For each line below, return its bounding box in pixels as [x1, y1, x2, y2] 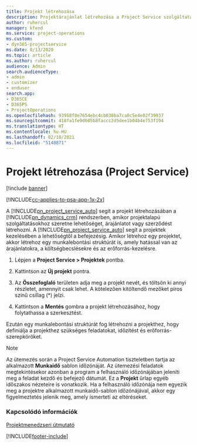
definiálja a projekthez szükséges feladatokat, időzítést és [6, 327, 146, 334]
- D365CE [6, 96, 28, 102]
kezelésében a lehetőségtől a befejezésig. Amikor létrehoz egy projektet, [6, 232, 182, 239]
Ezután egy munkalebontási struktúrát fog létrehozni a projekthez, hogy [6, 320, 179, 327]
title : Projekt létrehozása [6, 8, 75, 15]
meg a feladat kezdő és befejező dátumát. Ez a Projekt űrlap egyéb [6, 374, 169, 382]
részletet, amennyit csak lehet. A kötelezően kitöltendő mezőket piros [14, 285, 183, 292]
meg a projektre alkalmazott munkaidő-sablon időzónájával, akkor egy [6, 387, 176, 394]
